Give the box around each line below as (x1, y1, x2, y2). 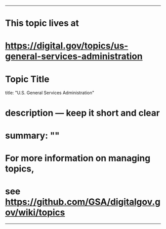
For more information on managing (5, 152, 151, 164)
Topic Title (5, 73, 49, 85)
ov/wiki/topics (5, 207, 65, 218)
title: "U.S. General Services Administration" (5, 90, 95, 96)
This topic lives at (5, 18, 79, 29)
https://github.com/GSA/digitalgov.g (5, 196, 161, 208)
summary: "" (5, 130, 60, 141)
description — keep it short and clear (5, 107, 160, 118)
